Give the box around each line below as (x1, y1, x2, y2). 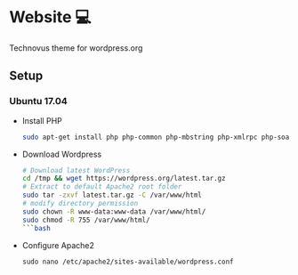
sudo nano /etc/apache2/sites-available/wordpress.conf (21, 257, 234, 266)
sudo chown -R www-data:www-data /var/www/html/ (21, 206, 206, 216)
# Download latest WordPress (21, 166, 131, 174)
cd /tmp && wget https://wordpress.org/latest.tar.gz (21, 174, 226, 183)
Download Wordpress (21, 149, 102, 159)
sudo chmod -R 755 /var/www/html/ (21, 215, 150, 224)
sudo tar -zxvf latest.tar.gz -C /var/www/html (21, 190, 202, 200)
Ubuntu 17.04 (9, 95, 68, 108)
